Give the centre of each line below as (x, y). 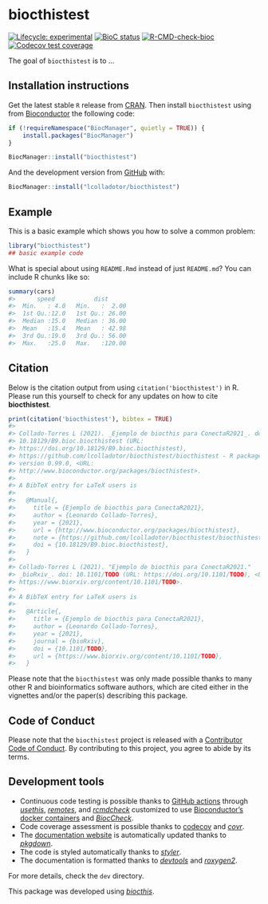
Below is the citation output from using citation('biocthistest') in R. (124, 387)
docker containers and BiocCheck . (77, 818)
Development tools (56, 782)
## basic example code (46, 253)
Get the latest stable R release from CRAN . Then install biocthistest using (130, 104)
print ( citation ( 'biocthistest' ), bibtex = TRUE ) (91, 419)
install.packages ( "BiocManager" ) (78, 136)
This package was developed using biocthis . (81, 891)
